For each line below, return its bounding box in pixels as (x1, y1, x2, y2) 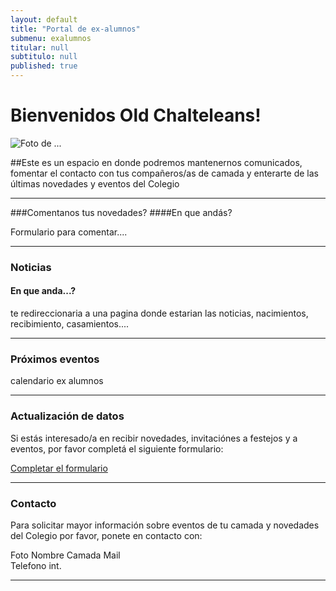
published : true (10, 61, 78, 71)
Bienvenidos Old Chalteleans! (10, 104, 262, 127)
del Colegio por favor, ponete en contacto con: (10, 529, 203, 541)
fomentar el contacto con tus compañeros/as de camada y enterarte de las (10, 167, 320, 179)
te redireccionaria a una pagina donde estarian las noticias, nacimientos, (10, 307, 309, 320)
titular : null (10, 42, 70, 53)
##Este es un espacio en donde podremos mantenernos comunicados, (10, 156, 303, 168)
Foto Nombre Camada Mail (10, 549, 121, 561)
